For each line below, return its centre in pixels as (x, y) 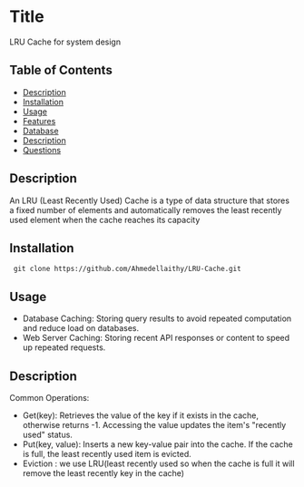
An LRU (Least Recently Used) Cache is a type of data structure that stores (150, 200)
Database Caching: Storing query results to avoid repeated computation (157, 318)
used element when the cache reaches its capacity (105, 219)
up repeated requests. (64, 347)
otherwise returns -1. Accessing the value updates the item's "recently (154, 425)
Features (39, 121)
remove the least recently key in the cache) (103, 473)
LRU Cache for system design (65, 42)
